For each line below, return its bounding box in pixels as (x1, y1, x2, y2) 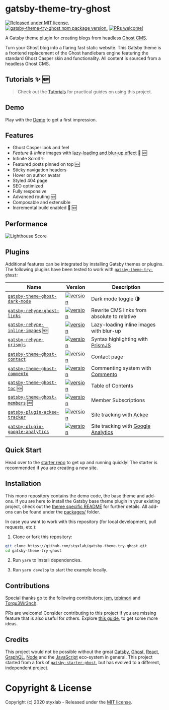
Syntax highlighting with (91, 336, 148, 343)
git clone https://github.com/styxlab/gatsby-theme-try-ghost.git (5, 543, 147, 548)
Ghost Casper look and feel (12, 145, 69, 151)
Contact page (91, 353, 124, 360)
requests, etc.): (5, 524, 37, 530)
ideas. (5, 621, 18, 627)
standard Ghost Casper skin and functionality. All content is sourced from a (5, 55, 161, 61)
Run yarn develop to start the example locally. (12, 567, 108, 573)
